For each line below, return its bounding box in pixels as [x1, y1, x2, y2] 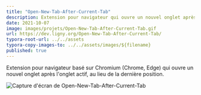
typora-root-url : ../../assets [6, 36, 84, 42]
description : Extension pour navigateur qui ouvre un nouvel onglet [6, 14, 181, 20]
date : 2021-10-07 [6, 20, 50, 26]
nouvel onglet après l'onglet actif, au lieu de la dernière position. [6, 70, 165, 78]
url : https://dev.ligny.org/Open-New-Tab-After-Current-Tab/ [6, 31, 162, 37]
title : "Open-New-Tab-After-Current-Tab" [6, 8, 111, 15]
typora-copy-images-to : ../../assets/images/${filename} [6, 42, 151, 48]
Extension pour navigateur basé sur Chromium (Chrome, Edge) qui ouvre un [6, 64, 194, 71]
